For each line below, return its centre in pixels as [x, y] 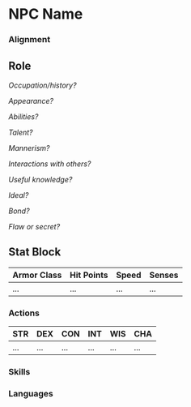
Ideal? [19, 195]
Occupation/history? [42, 85]
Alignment [30, 40]
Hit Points [89, 275]
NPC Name [46, 14]
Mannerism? [29, 148]
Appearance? [31, 101]
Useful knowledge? [40, 179]
